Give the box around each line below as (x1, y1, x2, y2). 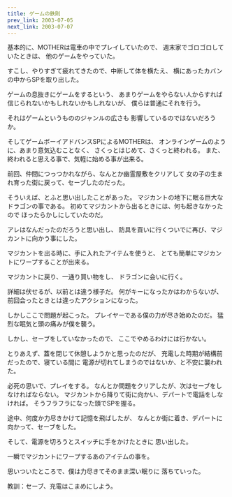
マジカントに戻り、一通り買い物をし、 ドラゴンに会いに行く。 (7, 273, 187, 281)
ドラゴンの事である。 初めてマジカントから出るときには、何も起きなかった (7, 202, 224, 210)
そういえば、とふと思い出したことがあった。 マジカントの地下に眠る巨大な (7, 193, 224, 202)
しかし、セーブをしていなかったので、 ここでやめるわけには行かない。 (7, 334, 211, 343)
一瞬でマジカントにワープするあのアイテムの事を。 (7, 452, 154, 461)
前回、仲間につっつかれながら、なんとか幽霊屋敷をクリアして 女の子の (7, 170, 211, 178)
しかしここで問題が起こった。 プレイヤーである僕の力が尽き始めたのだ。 (7, 311, 217, 320)
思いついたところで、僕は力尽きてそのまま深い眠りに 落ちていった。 (7, 467, 205, 475)
